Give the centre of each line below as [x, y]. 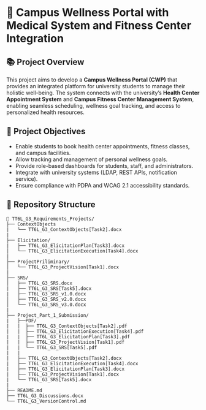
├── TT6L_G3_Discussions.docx [45, 396]
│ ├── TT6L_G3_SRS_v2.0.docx [46, 299]
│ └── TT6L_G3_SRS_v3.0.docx [46, 305]
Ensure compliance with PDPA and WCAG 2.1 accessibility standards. [102, 185]
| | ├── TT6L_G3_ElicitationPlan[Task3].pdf [68, 336]
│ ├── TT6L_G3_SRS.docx [39, 283]
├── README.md [25, 390]
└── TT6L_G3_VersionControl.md [46, 401]
